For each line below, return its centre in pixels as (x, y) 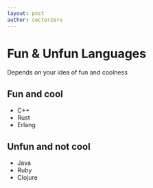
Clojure (27, 178)
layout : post (26, 13)
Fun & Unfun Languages (76, 54)
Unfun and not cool (49, 147)
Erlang (26, 125)
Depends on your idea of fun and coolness (68, 72)
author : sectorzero (35, 20)
